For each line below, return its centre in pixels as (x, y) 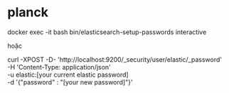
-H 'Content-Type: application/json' (59, 67)
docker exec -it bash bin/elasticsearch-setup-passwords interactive (107, 32)
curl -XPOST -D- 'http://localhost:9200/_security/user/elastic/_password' (115, 59)
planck (28, 12)
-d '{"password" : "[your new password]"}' (70, 82)
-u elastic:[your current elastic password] (68, 75)
